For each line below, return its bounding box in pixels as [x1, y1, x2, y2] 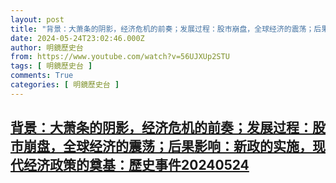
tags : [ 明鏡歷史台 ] [10, 61, 93, 71]
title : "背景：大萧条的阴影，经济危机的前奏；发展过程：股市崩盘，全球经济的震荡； [10, 24, 315, 34]
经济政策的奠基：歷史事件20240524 [23, 157, 250, 174]
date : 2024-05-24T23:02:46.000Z [10, 33, 145, 43]
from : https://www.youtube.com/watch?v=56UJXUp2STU [10, 52, 230, 62]
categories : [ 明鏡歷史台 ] [10, 80, 120, 90]
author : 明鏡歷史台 [10, 42, 84, 53]
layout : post [10, 14, 65, 25]
